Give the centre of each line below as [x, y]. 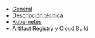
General [22, 9]
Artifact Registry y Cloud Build [50, 28]
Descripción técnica [37, 15]
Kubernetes [27, 22]
